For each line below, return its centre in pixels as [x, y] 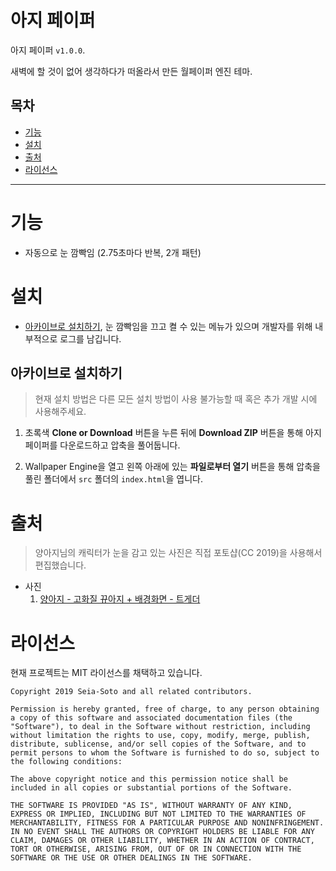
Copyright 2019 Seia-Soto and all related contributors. [131, 692]
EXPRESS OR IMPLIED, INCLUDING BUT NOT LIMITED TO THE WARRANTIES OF [158, 814]
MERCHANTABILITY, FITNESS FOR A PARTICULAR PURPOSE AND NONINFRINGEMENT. [167, 823]
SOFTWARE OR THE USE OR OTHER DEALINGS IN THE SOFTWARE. [131, 858]
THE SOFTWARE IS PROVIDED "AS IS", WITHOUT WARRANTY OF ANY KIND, [151, 806]
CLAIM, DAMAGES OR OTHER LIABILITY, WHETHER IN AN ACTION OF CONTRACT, [162, 841]
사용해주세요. [60, 412]
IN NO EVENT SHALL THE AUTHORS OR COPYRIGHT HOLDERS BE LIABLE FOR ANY [162, 832]
